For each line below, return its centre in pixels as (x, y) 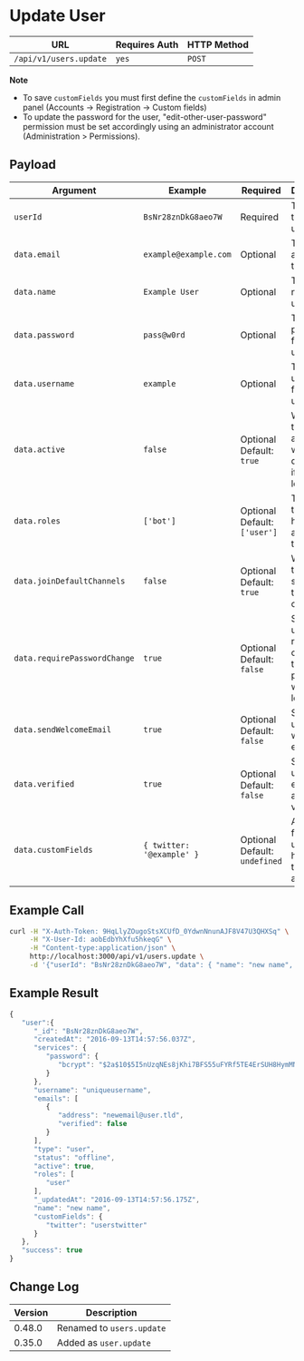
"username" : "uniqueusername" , (92, 1090)
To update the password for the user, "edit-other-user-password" (144, 117)
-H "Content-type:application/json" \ (103, 948)
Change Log (44, 1287)
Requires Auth (147, 44)
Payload (33, 165)
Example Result (54, 993)
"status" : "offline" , (74, 1158)
